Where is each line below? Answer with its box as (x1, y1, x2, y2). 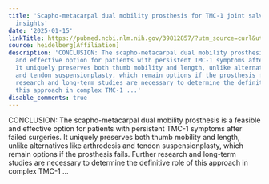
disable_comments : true (8, 94, 88, 102)
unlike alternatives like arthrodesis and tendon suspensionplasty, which (8, 141, 244, 150)
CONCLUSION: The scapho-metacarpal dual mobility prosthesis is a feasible (8, 115, 261, 125)
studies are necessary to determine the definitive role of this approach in (8, 158, 248, 168)
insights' (15, 19, 48, 27)
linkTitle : (8, 34, 45, 42)
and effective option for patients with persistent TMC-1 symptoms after (8, 124, 243, 134)
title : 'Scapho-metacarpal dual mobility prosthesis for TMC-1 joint (8, 11, 246, 20)
